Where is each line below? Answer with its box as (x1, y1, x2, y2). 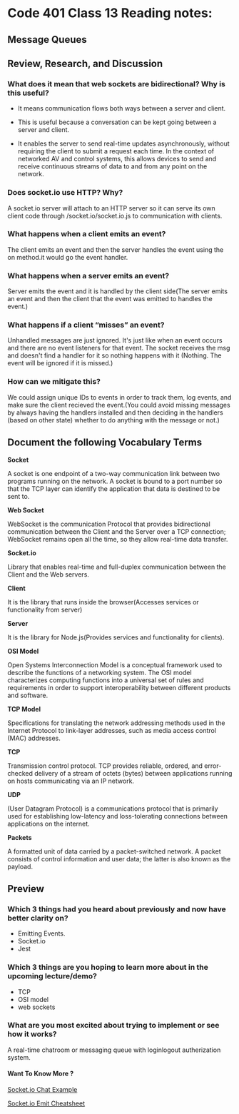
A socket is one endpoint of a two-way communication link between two (7, 469, 220, 477)
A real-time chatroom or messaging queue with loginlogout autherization (7, 1045, 221, 1054)
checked (7, 769, 34, 777)
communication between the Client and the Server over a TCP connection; (7, 527, 226, 536)
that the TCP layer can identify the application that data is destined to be (7, 484, 220, 493)
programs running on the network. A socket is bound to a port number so (7, 477, 223, 485)
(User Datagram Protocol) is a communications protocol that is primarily (7, 804, 219, 813)
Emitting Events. (17, 929, 66, 938)
